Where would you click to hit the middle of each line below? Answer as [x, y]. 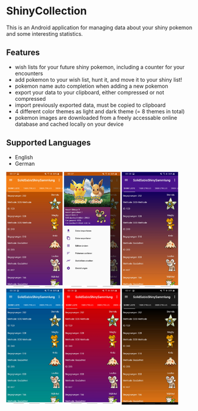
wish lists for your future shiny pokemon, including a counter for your [100, 67]
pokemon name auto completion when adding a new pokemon [92, 86]
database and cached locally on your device [69, 124]
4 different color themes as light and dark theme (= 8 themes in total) [100, 111]
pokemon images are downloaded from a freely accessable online [96, 118]
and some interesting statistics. [45, 33]
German [25, 163]
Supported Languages [49, 143]
